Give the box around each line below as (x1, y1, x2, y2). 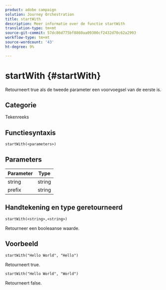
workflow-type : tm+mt (5, 35, 50, 40)
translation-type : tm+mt (5, 26, 56, 31)
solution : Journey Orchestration (5, 12, 74, 17)
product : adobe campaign (5, 7, 56, 12)
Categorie (5, 100, 37, 109)
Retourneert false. (5, 280, 42, 286)
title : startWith (5, 16, 41, 21)
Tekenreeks (5, 114, 29, 120)
